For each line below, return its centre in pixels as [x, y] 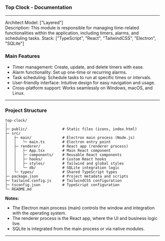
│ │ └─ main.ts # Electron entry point [58, 142]
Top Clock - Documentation [39, 7]
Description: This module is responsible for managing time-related [72, 28]
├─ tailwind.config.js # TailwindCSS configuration [63, 181]
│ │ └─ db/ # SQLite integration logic [62, 168]
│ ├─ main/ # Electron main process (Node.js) [70, 137]
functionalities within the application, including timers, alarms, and [72, 33]
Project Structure [26, 110]
